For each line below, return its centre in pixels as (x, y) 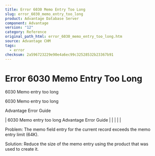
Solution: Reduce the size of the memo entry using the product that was (77, 144)
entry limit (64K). (22, 135)
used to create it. (22, 149)
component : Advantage (27, 23)
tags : (10, 46)
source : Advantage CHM (28, 41)
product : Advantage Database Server (42, 18)
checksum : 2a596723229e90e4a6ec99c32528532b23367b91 (59, 55)
